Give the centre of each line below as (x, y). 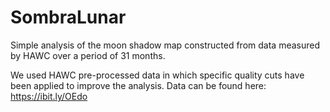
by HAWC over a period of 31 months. (88, 55)
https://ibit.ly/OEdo (49, 96)
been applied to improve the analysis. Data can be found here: (138, 85)
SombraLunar (68, 17)
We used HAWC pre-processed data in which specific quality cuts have (157, 75)
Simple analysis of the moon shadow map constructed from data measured (165, 45)
